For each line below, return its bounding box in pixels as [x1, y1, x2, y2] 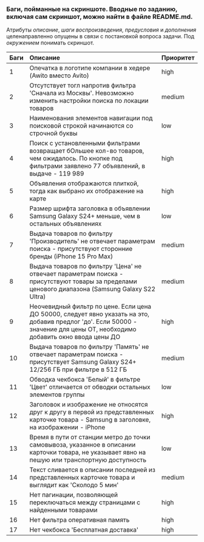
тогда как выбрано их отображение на [29, 187, 144, 196]
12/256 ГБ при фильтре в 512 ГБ [29, 365, 127, 374]
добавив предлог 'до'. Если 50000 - [29, 318, 138, 326]
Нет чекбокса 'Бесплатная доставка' [29, 526, 138, 534]
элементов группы [29, 391, 85, 399]
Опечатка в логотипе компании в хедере [29, 64, 151, 72]
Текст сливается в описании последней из [29, 465, 156, 474]
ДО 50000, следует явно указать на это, [29, 310, 150, 318]
